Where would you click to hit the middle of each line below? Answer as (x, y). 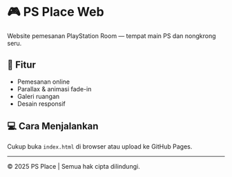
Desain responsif (41, 104)
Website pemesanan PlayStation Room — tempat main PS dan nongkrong (112, 36)
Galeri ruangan (38, 96)
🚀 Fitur (22, 65)
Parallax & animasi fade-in (54, 88)
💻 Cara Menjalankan (53, 126)
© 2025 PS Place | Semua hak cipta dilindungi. (74, 166)
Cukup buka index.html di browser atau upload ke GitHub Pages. (100, 146)
